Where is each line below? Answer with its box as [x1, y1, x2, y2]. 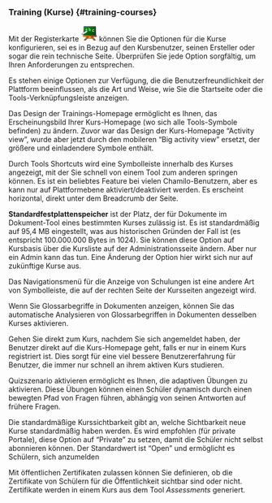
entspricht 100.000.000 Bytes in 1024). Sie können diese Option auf [8, 235, 235, 245]
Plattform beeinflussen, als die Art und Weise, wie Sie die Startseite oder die [8, 85, 263, 94]
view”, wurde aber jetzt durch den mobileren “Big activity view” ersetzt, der [8, 135, 261, 145]
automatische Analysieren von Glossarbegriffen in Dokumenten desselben [8, 310, 257, 319]
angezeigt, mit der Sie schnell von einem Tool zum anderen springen [8, 167, 238, 177]
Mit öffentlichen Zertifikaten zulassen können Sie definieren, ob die [8, 468, 233, 478]
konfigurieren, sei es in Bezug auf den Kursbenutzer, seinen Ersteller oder [8, 43, 256, 53]
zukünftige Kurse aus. [8, 261, 82, 271]
